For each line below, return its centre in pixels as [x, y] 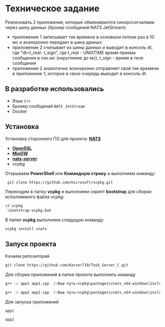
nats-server [25, 158]
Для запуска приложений [32, 302]
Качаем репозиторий [27, 256]
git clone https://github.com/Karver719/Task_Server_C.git [67, 265]
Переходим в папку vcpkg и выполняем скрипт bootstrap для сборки [78, 192]
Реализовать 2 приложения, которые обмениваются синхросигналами [80, 22]
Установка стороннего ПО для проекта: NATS [53, 139]
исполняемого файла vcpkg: [35, 197]
